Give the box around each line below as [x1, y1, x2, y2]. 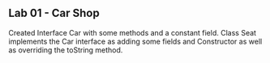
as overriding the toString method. [8, 44, 123, 55]
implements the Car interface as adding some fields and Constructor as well [8, 36, 263, 46]
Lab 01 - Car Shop [8, 6, 100, 20]
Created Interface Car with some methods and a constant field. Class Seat [8, 27, 257, 37]
